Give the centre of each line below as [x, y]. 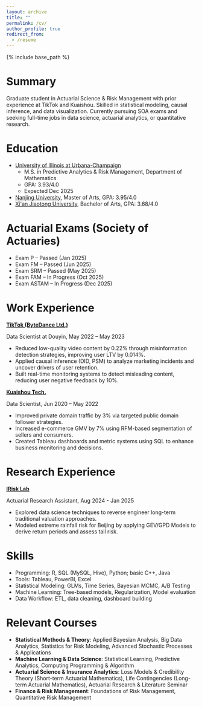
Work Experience [50, 308]
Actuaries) [33, 241]
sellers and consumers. [44, 435]
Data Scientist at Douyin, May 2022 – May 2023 [65, 336]
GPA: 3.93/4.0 [41, 184]
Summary [31, 82]
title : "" [19, 18]
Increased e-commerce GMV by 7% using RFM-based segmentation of [103, 428]
